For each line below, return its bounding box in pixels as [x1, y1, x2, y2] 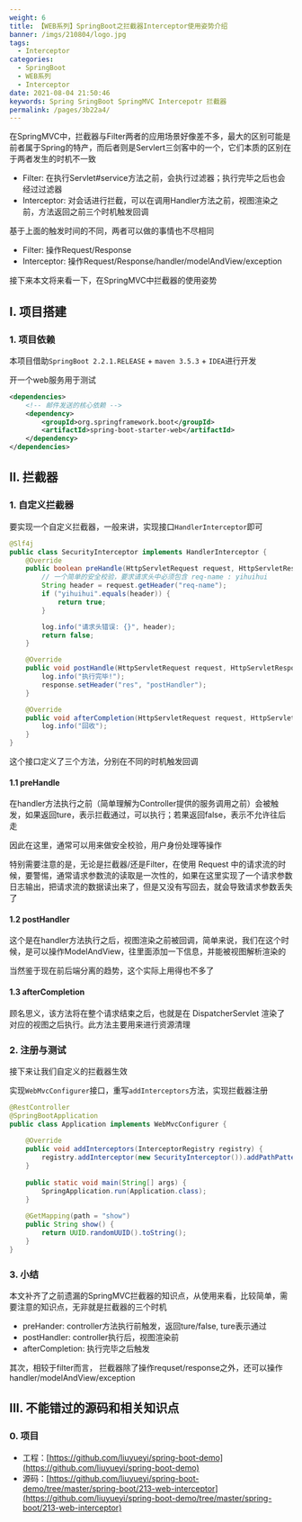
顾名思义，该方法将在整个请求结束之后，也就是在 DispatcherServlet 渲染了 [9, 1007, 286, 1018]
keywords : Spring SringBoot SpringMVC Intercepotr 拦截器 [9, 96, 227, 106]
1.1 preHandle [9, 777, 60, 788]
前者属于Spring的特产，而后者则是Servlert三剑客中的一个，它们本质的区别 [9, 142, 284, 153]
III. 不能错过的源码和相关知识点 [9, 1400, 180, 1416]
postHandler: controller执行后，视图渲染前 [22, 1331, 180, 1342]
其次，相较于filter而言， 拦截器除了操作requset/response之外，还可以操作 [9, 1362, 283, 1373]
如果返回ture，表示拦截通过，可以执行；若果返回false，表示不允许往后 [24, 809, 286, 820]
